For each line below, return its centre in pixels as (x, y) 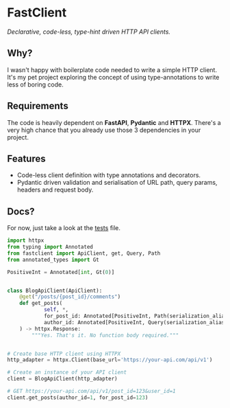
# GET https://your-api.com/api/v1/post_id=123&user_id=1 (91, 392)
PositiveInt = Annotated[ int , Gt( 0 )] (61, 272)
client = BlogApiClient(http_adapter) (62, 379)
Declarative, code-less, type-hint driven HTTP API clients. (89, 32)
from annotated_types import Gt (53, 260)
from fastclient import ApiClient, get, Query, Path (84, 253)
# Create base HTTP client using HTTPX (64, 354)
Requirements (38, 106)
